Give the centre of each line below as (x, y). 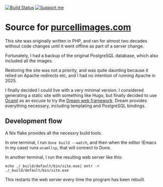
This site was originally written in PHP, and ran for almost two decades (76, 41)
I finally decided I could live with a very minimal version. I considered (74, 90)
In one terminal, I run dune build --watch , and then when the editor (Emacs (81, 142)
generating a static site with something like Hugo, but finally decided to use (81, 95)
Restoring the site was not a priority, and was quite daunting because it (77, 70)
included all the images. (29, 61)
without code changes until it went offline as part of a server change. (75, 46)
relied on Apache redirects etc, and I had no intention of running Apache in (80, 75)
